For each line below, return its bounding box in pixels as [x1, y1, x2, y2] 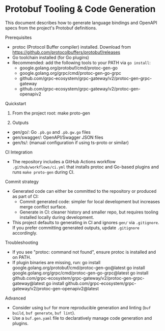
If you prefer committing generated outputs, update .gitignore [12, 225, 140, 231]
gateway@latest [12, 280, 45, 286]
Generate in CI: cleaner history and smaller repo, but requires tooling [19, 209, 159, 215]
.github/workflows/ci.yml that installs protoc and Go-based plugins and [12, 164, 159, 170]
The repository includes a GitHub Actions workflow [12, 158, 116, 164]
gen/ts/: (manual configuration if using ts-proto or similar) [12, 139, 129, 146]
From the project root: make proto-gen [12, 110, 90, 116]
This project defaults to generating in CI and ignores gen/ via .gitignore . [12, 219, 160, 225]
